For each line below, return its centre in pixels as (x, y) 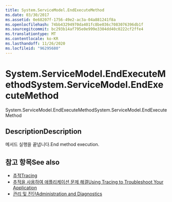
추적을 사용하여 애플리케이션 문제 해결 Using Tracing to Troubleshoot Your (88, 182)
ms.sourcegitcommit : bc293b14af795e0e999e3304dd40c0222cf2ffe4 (74, 29)
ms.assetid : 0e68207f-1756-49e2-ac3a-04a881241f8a (61, 20)
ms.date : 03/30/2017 (27, 15)
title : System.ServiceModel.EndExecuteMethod (55, 10)
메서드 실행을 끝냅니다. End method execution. (52, 144)
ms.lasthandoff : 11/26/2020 (35, 44)
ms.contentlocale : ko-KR (32, 39)
